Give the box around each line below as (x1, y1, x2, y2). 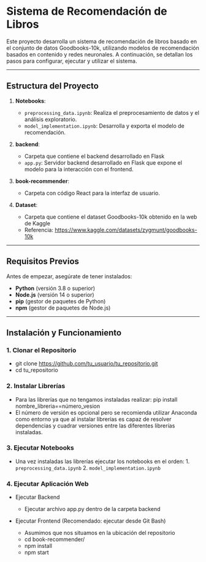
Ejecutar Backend (15, 493, 60, 501)
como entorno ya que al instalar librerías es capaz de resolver (15, 415, 172, 423)
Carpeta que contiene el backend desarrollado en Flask (24, 152, 165, 160)
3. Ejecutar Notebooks (6, 443, 75, 452)
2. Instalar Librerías (6, 382, 66, 391)
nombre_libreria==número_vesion (15, 402, 100, 410)
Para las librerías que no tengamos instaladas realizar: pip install (15, 396, 178, 403)
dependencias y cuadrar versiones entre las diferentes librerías (15, 422, 175, 429)
